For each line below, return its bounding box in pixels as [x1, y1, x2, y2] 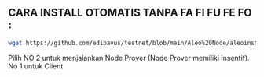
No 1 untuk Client [8, 61, 64, 71]
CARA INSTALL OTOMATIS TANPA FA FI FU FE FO [8, 6, 253, 19]
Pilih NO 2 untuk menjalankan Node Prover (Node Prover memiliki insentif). [8, 53, 250, 62]
